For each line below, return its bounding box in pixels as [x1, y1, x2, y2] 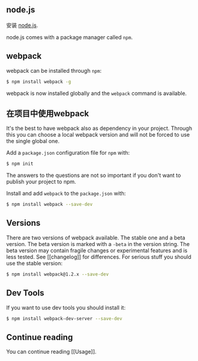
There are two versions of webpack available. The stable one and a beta [6, 234, 185, 241]
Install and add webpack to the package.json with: [6, 190, 126, 197]
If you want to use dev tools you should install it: [6, 304, 126, 311]
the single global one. [6, 138, 60, 145]
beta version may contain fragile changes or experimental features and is [6, 247, 188, 254]
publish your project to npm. [6, 178, 76, 185]
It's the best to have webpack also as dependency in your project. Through [6, 125, 193, 132]
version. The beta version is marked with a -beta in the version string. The [6, 240, 190, 247]
